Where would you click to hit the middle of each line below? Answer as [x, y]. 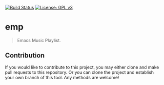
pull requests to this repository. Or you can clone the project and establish [80, 72]
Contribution [25, 56]
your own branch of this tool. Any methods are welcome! [62, 77]
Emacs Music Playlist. [39, 40]
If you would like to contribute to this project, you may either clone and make [82, 67]
